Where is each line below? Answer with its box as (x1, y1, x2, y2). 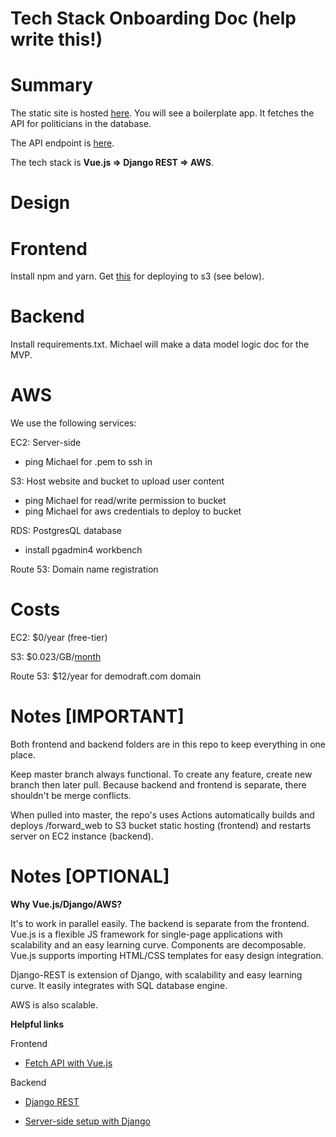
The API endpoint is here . (10, 137, 115, 149)
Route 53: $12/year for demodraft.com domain (10, 670, 202, 682)
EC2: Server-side (10, 437, 82, 449)
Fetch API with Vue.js (24, 1057, 113, 1069)
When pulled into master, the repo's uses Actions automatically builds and (10, 809, 315, 821)
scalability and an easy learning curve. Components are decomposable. (10, 938, 307, 951)
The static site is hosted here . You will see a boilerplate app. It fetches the (10, 107, 315, 119)
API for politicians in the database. (10, 118, 152, 130)
